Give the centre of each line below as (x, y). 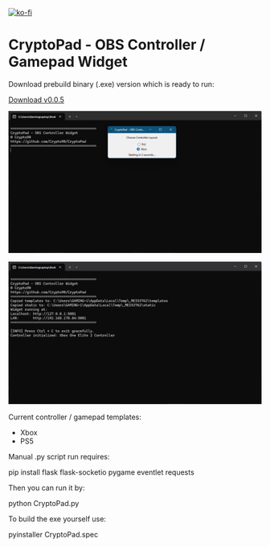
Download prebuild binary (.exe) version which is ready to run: (111, 84)
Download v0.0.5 (36, 100)
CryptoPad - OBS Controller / (107, 45)
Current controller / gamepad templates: (75, 417)
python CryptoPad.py (44, 503)
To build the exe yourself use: (57, 519)
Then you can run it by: (47, 488)
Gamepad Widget (68, 62)
